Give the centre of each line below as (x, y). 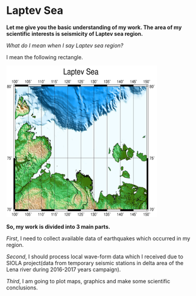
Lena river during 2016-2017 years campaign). (64, 269)
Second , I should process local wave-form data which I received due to (95, 256)
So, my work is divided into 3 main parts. (58, 226)
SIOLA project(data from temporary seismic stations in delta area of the (95, 263)
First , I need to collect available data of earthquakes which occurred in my (98, 238)
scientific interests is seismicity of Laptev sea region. (75, 33)
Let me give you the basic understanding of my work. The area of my (94, 27)
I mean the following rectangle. (45, 57)
